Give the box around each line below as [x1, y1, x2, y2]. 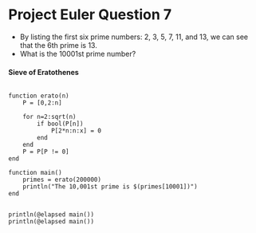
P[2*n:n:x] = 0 [50, 127, 102, 135]
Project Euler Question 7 [8, 6, 172, 24]
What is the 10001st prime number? [19, 49, 136, 58]
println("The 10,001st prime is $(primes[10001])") [22, 183, 198, 191]
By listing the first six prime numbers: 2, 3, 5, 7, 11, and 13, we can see [19, 32, 249, 41]
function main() [8, 169, 62, 177]
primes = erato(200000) [22, 176, 102, 184]
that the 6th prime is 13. [19, 40, 97, 49]
